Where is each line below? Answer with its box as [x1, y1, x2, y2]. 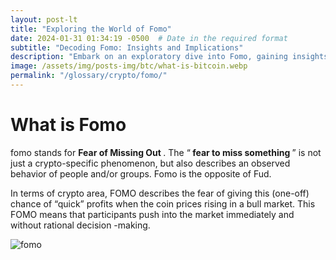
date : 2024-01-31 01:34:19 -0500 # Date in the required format [10, 33, 288, 43]
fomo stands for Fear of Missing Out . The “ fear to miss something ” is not [10, 146, 322, 158]
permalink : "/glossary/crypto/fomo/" [10, 71, 168, 81]
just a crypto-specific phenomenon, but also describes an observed [10, 157, 291, 169]
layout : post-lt [10, 14, 78, 25]
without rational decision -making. [10, 219, 151, 231]
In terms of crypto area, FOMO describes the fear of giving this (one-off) [10, 187, 310, 199]
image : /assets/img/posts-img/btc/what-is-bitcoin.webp [10, 61, 248, 71]
